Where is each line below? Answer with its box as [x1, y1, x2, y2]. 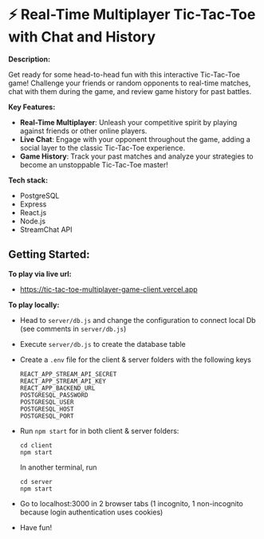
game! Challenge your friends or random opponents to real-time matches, [8, 78, 251, 88]
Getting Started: [8, 248, 90, 262]
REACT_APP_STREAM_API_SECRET [19, 370, 117, 378]
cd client [19, 441, 53, 450]
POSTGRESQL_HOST [19, 405, 74, 413]
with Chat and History [8, 28, 156, 46]
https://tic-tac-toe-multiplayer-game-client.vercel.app [19, 284, 198, 294]
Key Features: [8, 102, 56, 112]
